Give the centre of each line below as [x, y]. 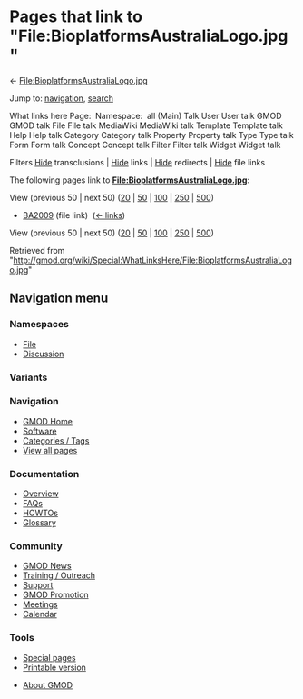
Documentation [44, 474]
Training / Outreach [59, 575]
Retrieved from [37, 250]
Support [38, 585]
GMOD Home [47, 421]
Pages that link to [76, 17]
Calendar [39, 614]
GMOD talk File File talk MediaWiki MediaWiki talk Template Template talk [146, 125]
